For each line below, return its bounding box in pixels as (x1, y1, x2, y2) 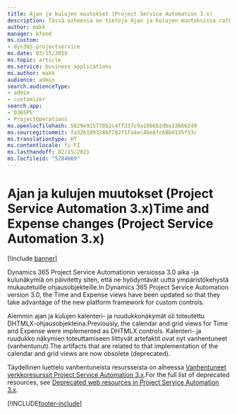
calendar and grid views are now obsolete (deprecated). (7, 349, 171, 357)
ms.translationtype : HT (7, 135, 78, 142)
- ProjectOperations (7, 115, 68, 122)
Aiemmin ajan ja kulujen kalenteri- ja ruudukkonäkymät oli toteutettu (7, 311, 205, 320)
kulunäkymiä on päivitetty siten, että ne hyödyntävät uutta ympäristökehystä (7, 275, 229, 284)
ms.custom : (7, 37, 39, 44)
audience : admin (7, 76, 55, 84)
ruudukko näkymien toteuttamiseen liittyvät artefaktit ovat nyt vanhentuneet (7, 334, 228, 343)
